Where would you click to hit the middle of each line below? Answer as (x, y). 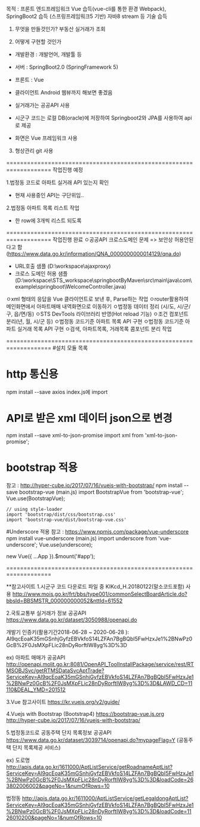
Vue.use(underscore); (66, 544)
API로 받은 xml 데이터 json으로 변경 (89, 419)
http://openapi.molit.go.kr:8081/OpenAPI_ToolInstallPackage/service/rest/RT (100, 664)
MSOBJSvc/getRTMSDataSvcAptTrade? (55, 670)
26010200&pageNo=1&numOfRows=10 (54, 817)
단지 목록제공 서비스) (36, 747)
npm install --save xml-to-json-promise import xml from (75, 435)
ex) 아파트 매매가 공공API (36, 657)
